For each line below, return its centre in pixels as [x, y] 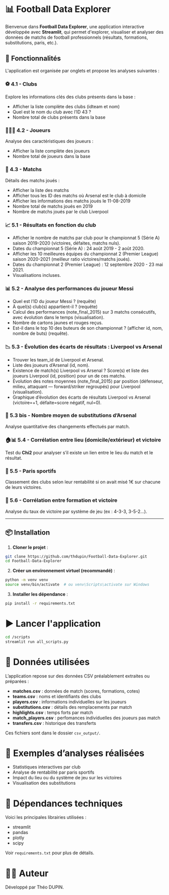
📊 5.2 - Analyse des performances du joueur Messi [69, 288]
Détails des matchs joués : [32, 180]
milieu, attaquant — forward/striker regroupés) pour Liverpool [76, 386]
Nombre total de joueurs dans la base [51, 157]
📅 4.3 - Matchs [23, 170]
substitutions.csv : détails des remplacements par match [72, 707]
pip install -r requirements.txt [40, 604]
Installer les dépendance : [40, 594]
